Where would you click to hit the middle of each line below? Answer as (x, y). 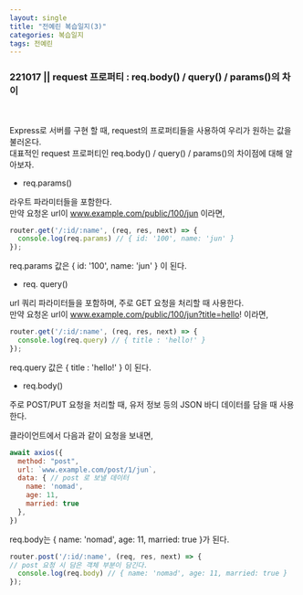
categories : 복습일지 (47, 35)
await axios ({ (37, 452)
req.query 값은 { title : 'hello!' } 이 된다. (81, 367)
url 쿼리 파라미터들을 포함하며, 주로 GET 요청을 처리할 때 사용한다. (127, 303)
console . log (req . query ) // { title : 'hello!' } (112, 340)
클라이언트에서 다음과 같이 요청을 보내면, (81, 435)
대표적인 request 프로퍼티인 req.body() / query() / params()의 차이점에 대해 (146, 153)
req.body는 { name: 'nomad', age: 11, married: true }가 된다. (120, 539)
